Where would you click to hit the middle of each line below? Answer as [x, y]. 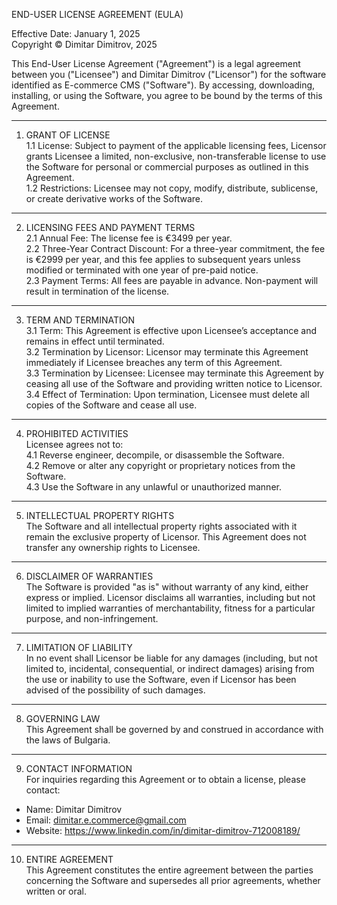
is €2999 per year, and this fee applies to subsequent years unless [163, 259]
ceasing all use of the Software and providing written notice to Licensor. [174, 383]
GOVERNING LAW [63, 718]
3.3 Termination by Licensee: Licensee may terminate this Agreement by [174, 373]
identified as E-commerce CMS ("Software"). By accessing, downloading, [163, 85]
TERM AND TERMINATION [80, 320]
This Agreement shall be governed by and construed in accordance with [174, 729]
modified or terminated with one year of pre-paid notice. [142, 270]
